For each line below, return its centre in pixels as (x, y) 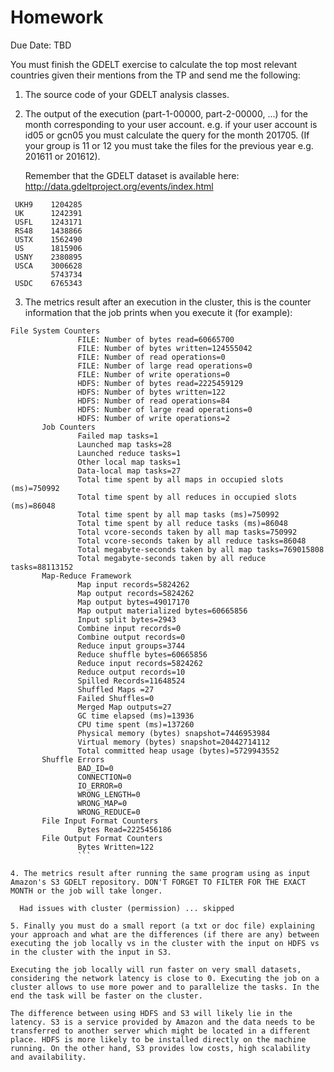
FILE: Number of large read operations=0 (165, 366)
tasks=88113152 (42, 567)
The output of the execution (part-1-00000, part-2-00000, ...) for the (166, 113)
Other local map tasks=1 (129, 462)
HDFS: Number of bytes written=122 (151, 392)
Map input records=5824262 (133, 584)
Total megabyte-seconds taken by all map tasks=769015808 (201, 549)
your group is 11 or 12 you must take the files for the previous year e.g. (169, 145)
